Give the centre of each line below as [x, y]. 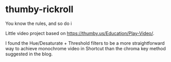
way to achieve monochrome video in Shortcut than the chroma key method [85, 48]
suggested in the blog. [29, 54]
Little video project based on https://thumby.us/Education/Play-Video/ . [80, 33]
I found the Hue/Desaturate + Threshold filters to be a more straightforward [85, 43]
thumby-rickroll [39, 9]
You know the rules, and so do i [39, 23]
